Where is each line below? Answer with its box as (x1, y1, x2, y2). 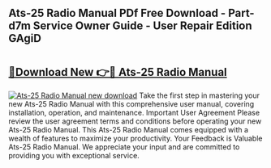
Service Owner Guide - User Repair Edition (32, 19, 253, 33)
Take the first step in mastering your (139, 90, 260, 100)
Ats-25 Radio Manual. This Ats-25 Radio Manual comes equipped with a (8, 125, 249, 134)
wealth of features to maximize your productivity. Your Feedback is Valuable (8, 133, 263, 143)
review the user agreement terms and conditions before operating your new (8, 116, 262, 126)
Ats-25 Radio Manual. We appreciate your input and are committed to (8, 142, 240, 152)
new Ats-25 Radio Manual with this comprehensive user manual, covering (8, 99, 255, 108)
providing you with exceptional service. (8, 151, 140, 160)
